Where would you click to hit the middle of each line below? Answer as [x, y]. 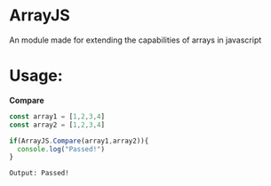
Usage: [36, 76]
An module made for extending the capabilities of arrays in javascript [135, 40]
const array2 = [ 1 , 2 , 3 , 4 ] [57, 125]
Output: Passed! [39, 174]
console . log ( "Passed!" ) [61, 149]
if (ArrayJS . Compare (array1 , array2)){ [79, 141]
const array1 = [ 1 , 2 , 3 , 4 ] [57, 116]
